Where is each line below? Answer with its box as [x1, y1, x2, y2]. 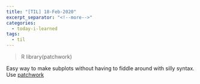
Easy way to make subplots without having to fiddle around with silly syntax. [6, 65, 195, 72]
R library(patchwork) [20, 53, 72, 60]
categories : [6, 20, 36, 26]
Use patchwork [6, 71, 44, 78]
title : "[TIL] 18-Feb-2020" [6, 8, 77, 15]
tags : [6, 31, 20, 37]
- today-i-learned [11, 25, 58, 32]
